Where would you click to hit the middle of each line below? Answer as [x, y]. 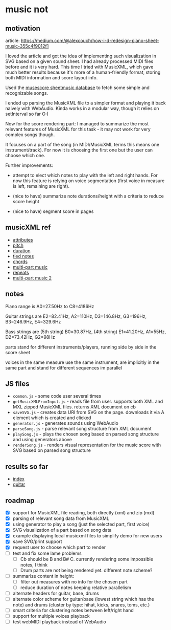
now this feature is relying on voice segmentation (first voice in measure [89, 181]
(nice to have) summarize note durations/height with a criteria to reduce [88, 196]
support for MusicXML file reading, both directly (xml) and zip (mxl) [83, 513]
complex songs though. [30, 135]
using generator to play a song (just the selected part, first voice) [81, 524]
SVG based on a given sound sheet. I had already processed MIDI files [79, 61]
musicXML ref [28, 227]
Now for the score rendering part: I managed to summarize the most [77, 124]
